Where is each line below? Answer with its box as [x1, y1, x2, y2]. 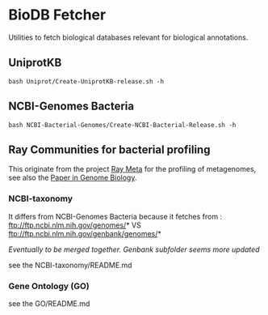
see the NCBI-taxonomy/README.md [8, 260, 132, 270]
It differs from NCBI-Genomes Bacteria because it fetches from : [8, 211, 223, 221]
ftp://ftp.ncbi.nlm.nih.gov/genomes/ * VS [8, 220, 141, 230]
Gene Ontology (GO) [8, 280, 90, 292]
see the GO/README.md [8, 298, 90, 309]
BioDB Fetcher [8, 6, 107, 24]
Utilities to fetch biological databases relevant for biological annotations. [8, 32, 249, 42]
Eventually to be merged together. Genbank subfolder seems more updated [8, 245, 260, 254]
